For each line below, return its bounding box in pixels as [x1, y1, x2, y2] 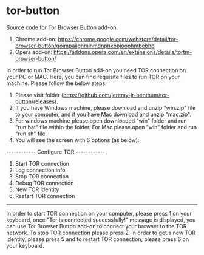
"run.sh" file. [15, 130, 47, 137]
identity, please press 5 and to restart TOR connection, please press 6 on [6, 235, 189, 243]
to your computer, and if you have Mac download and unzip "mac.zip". [15, 110, 192, 118]
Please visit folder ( [15, 91, 64, 98]
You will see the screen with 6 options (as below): [15, 136, 140, 143]
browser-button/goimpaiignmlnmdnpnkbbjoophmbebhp [15, 42, 155, 49]
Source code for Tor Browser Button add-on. [6, 24, 118, 31]
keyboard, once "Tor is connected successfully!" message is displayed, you [6, 216, 196, 223]
